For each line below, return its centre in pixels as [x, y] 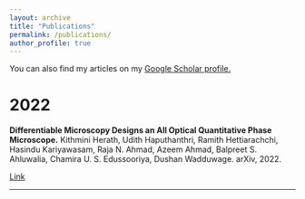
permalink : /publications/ [60, 34]
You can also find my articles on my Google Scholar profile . [120, 69]
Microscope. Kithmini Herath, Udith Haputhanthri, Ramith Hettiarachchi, [144, 140]
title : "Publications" [52, 26]
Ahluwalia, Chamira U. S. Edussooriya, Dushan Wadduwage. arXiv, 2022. [146, 159]
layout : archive [40, 18]
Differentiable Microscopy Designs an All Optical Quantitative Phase [141, 130]
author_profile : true [50, 43]
